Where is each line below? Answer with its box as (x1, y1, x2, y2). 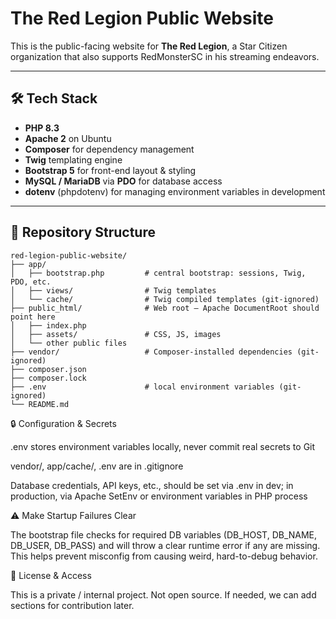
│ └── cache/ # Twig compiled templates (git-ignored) (10, 294, 320, 304)
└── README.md (10, 399, 70, 409)
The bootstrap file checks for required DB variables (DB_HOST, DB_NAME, (10, 528, 318, 541)
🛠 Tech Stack (10, 90, 98, 107)
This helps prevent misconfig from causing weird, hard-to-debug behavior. (10, 550, 318, 562)
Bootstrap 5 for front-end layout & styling (24, 164, 197, 176)
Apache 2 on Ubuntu (24, 132, 112, 144)
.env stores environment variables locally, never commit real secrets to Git (10, 440, 316, 452)
